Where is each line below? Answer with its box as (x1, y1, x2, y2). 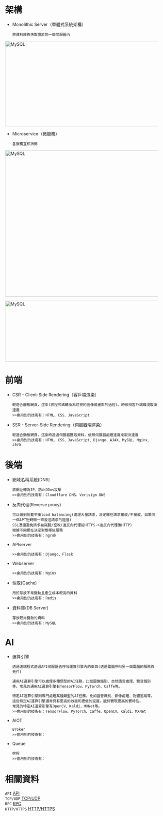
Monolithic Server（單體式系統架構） (12, 21, 86, 27)
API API (5, 790, 20, 796)
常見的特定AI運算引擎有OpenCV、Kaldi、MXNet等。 (12, 703, 102, 709)
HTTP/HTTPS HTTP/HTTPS (5, 806, 55, 812)
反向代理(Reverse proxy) (12, 501, 62, 507)
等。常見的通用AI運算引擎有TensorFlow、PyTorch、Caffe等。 (12, 684, 122, 689)
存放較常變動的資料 (12, 615, 45, 620)
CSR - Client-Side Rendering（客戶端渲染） (12, 392, 99, 398)
